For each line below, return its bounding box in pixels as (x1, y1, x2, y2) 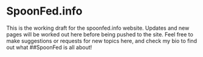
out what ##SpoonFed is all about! (6, 44, 92, 51)
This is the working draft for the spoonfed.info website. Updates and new (6, 24, 190, 32)
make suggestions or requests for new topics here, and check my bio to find (6, 37, 198, 44)
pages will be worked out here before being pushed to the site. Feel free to (6, 30, 193, 38)
